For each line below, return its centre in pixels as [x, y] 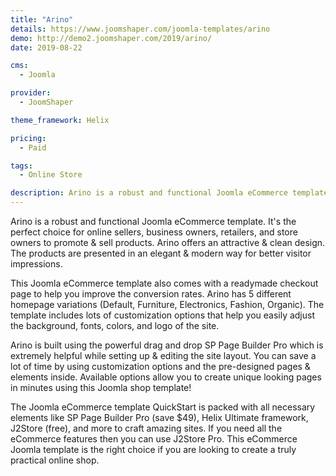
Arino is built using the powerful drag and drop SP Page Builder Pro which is [167, 345]
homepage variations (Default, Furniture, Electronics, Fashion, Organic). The [167, 304]
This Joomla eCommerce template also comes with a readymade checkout [164, 283]
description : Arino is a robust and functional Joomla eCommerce [149, 193]
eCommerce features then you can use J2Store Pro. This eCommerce [154, 439]
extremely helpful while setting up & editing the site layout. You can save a [163, 355]
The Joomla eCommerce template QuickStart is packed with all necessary [163, 407]
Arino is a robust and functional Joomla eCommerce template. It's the [153, 221]
